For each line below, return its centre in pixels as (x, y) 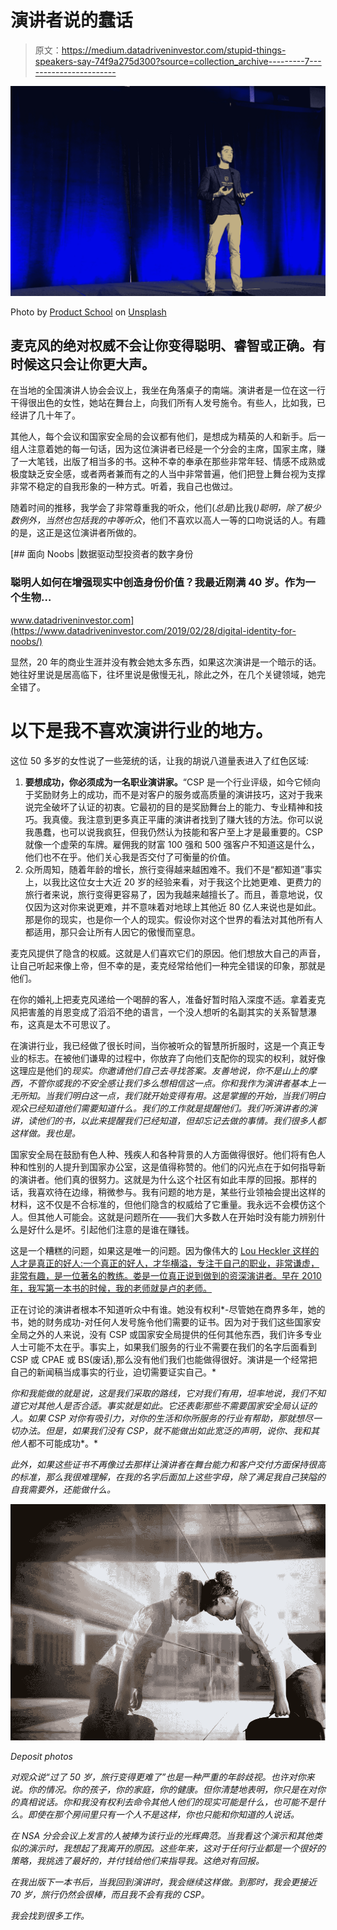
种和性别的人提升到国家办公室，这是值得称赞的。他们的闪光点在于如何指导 (163, 1167)
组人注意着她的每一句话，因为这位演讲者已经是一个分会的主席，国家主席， (163, 449)
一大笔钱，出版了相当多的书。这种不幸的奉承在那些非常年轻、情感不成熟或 (172, 462)
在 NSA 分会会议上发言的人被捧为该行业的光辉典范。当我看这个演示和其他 (162, 1836)
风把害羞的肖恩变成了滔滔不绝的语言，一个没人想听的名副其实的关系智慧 (159, 1012)
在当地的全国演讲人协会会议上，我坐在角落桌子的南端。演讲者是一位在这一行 (168, 390)
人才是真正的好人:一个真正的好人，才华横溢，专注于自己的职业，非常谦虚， (165, 1263)
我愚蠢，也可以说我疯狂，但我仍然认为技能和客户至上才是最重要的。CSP (173, 832)
